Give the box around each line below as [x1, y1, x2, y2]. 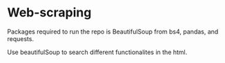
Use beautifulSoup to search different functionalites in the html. [7, 48, 188, 56]
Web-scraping [7, 5, 92, 21]
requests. [7, 34, 35, 42]
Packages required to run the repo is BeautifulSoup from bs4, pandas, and [7, 27, 219, 36]
